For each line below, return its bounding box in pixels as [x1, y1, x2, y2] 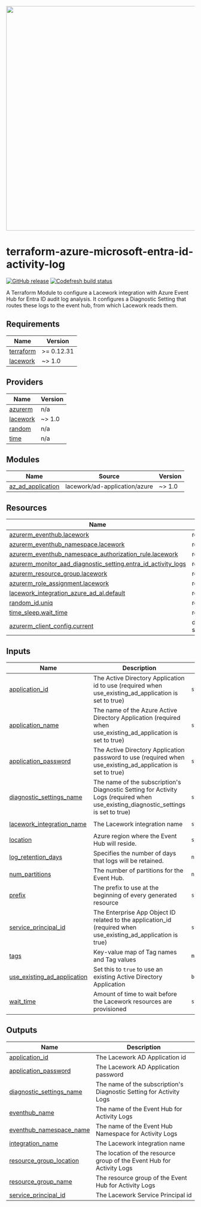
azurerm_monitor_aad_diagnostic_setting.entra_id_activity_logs [9, 560, 187, 568]
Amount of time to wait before [93, 990, 178, 998]
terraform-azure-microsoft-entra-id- [6, 245, 194, 259]
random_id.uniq [9, 599, 53, 607]
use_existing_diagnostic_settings [93, 800, 185, 809]
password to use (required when [93, 754, 185, 761]
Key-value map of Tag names [93, 948, 177, 956]
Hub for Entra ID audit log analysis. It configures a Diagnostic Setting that [6, 295, 187, 302]
